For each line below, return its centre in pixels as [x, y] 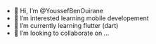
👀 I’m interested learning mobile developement [81, 18]
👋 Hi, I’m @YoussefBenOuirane [59, 11]
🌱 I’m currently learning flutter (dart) [66, 25]
